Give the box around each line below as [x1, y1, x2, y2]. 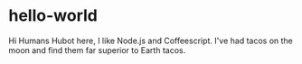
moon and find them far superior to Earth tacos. [8, 44, 186, 55]
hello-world [8, 5, 99, 26]
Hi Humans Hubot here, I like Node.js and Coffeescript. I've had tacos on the [8, 35, 293, 46]
